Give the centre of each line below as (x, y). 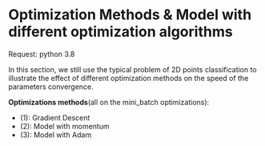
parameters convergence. (51, 87)
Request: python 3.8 (42, 54)
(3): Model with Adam (56, 135)
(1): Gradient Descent (55, 117)
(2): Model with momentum (64, 126)
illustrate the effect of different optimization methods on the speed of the (128, 78)
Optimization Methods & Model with (130, 15)
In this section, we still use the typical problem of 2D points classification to (133, 69)
